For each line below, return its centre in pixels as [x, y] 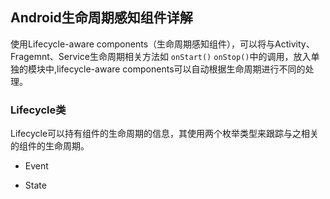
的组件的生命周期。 [50, 146]
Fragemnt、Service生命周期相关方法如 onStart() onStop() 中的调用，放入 [161, 56]
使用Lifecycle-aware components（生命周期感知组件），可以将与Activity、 [162, 44]
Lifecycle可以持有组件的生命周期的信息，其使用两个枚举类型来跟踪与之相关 [165, 134]
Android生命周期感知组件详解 [101, 18]
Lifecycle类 [38, 110]
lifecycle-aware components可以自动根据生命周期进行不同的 [181, 69]
